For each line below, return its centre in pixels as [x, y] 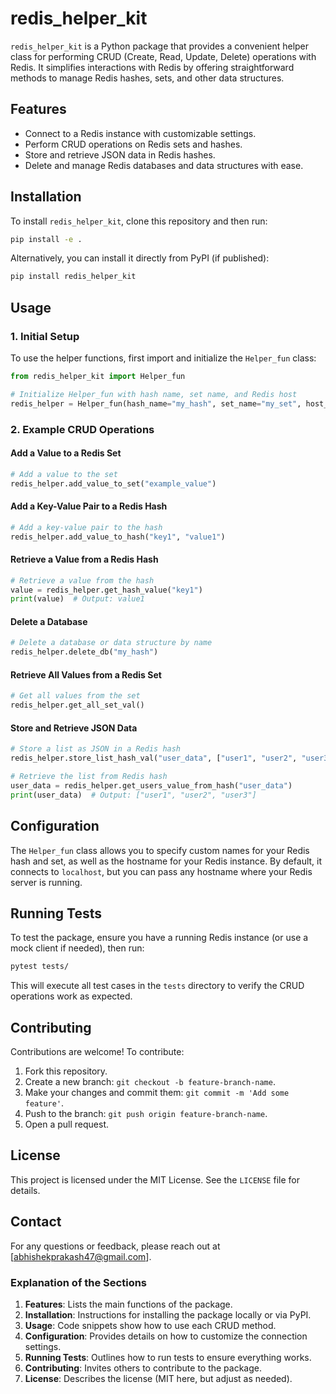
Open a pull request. [67, 1124]
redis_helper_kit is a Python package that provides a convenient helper [160, 46]
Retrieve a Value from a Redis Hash [84, 559]
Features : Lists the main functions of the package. [128, 1304]
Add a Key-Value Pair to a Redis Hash [89, 506]
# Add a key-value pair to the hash [86, 527]
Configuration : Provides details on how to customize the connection [166, 1336]
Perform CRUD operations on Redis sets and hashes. [133, 144]
